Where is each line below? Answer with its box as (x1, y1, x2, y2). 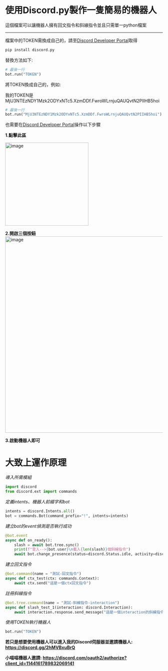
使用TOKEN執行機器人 (5, 619, 51, 625)
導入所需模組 (5, 474, 31, 480)
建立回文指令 (5, 561, 31, 567)
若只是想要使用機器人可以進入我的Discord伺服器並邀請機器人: (5, 639, 133, 645)
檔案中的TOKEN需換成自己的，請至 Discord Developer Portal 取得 (5, 37, 137, 43)
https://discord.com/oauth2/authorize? (42, 655, 127, 661)
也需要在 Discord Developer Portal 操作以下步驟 (5, 122, 101, 128)
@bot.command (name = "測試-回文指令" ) (5, 571, 81, 576)
